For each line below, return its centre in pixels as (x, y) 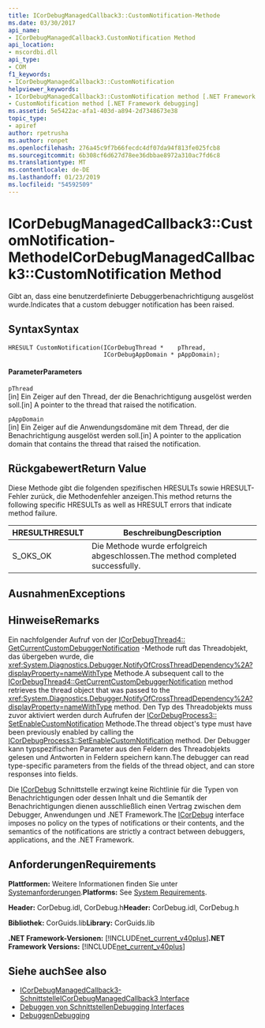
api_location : (32, 45)
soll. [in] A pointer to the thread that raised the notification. (103, 405)
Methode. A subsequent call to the (169, 673)
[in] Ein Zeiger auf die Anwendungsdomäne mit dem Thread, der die (119, 427)
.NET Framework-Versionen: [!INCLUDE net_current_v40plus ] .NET (117, 938)
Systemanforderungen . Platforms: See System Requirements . (108, 892)
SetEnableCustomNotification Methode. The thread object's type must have (130, 724)
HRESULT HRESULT (48, 532)
